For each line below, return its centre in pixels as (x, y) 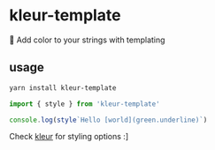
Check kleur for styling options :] (69, 137)
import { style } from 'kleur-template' (85, 104)
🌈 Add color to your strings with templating (87, 40)
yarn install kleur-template (63, 88)
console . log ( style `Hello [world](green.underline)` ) (108, 120)
